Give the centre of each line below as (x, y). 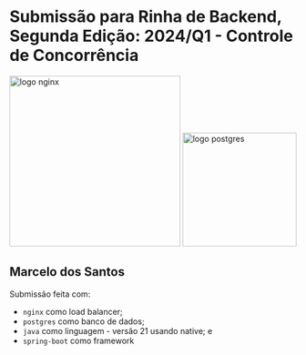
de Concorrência (74, 56)
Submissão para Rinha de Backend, (146, 17)
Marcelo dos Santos (67, 272)
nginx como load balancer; (72, 311)
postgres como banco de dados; (83, 321)
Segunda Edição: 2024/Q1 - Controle (151, 36)
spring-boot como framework (78, 340)
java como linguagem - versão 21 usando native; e (117, 330)
